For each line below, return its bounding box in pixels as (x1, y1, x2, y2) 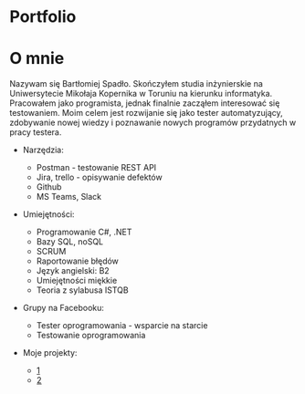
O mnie (9, 48, 65, 69)
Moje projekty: (22, 347, 78, 358)
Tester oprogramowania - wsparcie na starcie (36, 320, 208, 331)
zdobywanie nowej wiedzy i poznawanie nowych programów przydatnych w (9, 117, 297, 129)
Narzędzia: (22, 144, 64, 156)
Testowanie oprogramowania (36, 330, 146, 341)
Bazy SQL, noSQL (36, 236, 103, 247)
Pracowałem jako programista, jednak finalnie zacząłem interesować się (9, 98, 280, 109)
